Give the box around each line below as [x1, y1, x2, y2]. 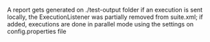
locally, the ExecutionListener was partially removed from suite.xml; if [7, 13, 204, 21]
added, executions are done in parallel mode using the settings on [7, 20, 194, 28]
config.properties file [7, 27, 67, 35]
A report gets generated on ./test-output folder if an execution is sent [7, 6, 203, 14]
